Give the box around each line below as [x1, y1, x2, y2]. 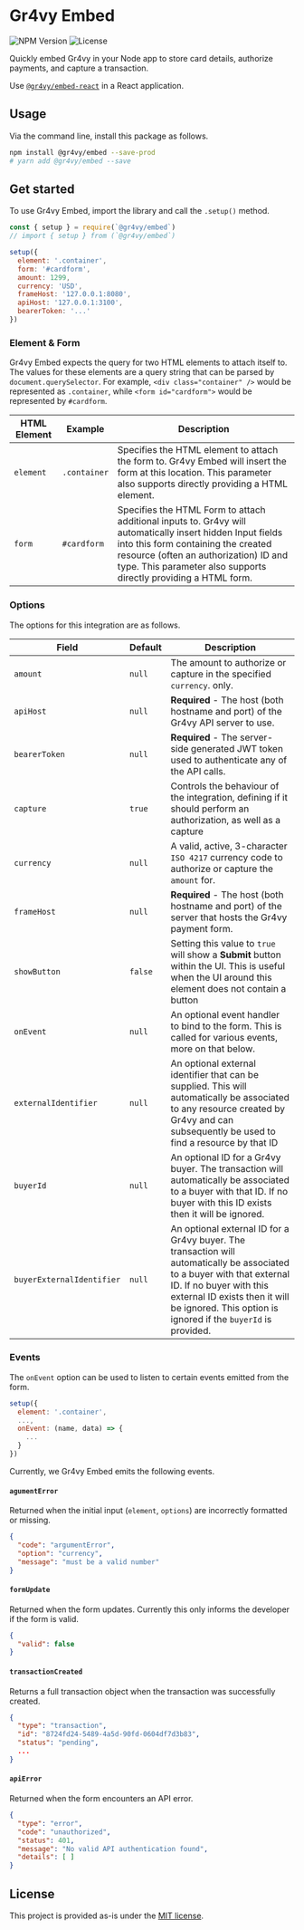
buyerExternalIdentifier [14, 1274, 121, 1284]
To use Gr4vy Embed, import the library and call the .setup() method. [9, 206, 270, 216]
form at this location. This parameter [117, 466, 272, 479]
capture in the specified [170, 667, 271, 680]
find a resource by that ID [170, 1136, 279, 1148]
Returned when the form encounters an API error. [9, 1793, 194, 1804]
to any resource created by [170, 1102, 285, 1115]
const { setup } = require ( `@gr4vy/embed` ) [9, 223, 176, 232]
